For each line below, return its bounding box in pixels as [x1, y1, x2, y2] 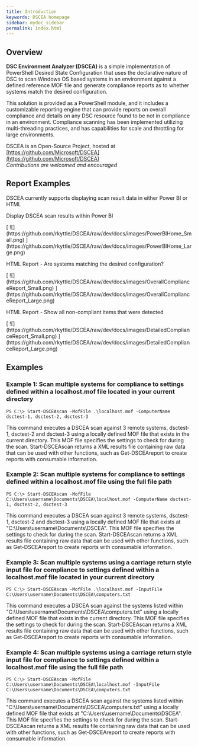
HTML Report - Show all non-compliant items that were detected [6, 308, 164, 315]
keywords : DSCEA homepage [6, 14, 70, 20]
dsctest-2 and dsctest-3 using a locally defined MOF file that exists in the [11, 430, 190, 438]
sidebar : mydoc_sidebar [6, 20, 65, 25]
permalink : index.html [6, 25, 62, 31]
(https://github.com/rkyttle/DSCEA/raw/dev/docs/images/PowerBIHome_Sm [6, 229, 192, 237]
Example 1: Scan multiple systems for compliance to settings [6, 380, 184, 388]
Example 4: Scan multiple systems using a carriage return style [6, 649, 192, 657]
